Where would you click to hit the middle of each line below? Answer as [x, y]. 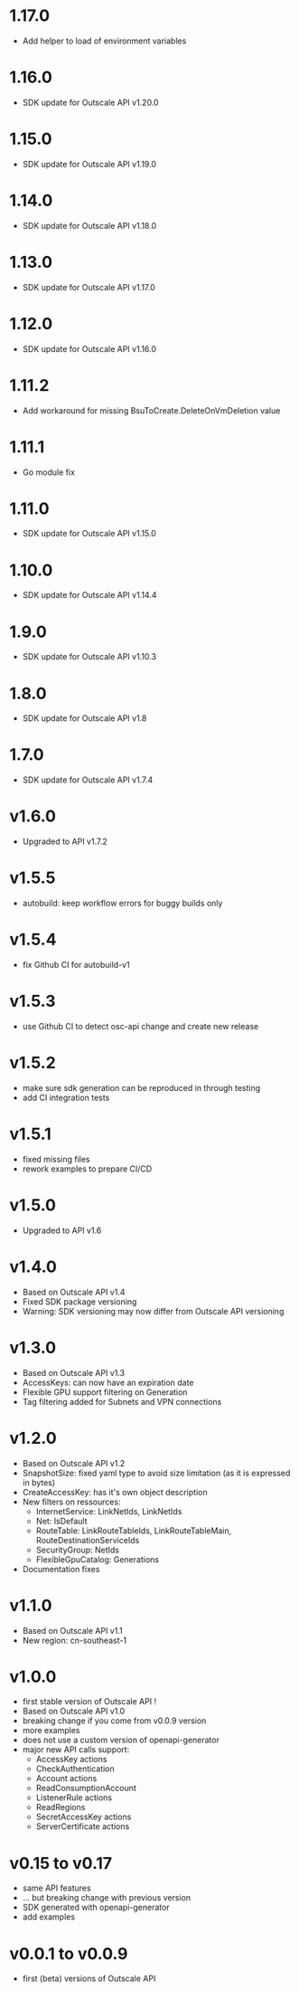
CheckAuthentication [75, 1769]
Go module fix [48, 472]
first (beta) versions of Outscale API [89, 1978]
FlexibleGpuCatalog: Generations [98, 1559]
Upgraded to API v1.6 [62, 1230]
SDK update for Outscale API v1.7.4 [88, 780]
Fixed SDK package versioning [79, 1301]
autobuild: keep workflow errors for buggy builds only [122, 903]
